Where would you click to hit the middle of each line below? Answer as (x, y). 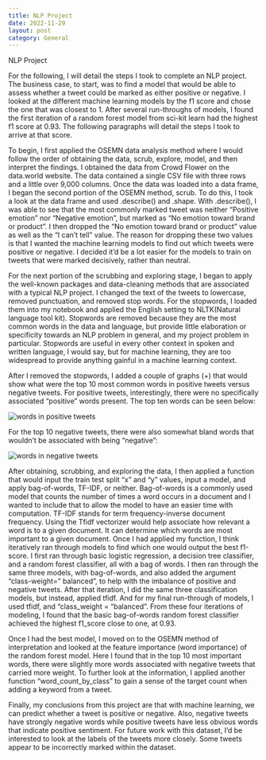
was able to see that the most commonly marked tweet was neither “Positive (133, 210)
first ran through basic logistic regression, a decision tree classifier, (145, 556)
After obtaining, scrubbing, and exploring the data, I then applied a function (131, 471)
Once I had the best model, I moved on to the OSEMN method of (114, 639)
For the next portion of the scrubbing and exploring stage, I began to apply (130, 276)
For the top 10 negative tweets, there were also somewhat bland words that (131, 432)
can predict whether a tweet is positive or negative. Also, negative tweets (128, 714)
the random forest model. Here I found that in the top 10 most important (125, 656)
